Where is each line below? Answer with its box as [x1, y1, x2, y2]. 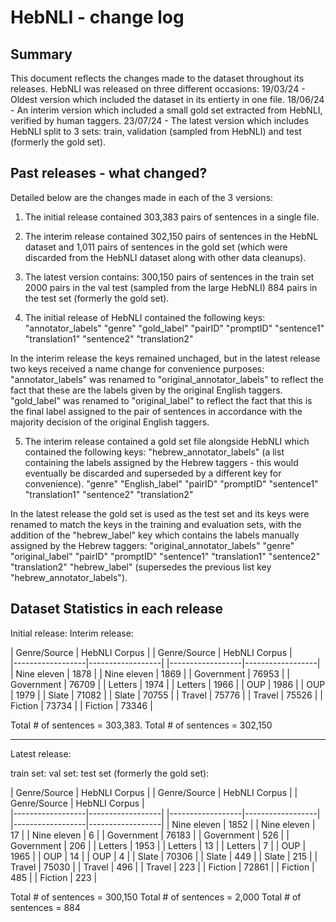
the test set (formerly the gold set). [24, 292, 170, 304]
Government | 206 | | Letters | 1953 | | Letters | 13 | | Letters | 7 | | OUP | [10, 839, 307, 851]
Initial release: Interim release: [10, 627, 134, 639]
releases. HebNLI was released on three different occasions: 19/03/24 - [10, 83, 306, 95]
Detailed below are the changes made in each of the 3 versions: [10, 191, 274, 203]
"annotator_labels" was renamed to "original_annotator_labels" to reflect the [10, 373, 324, 385]
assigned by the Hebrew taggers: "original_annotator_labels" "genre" [10, 539, 295, 551]
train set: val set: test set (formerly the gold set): [10, 767, 210, 779]
